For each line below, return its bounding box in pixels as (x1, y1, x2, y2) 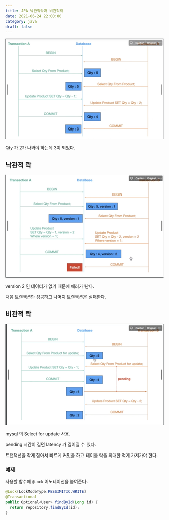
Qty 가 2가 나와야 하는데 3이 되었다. (5, 145, 75, 151)
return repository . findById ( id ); (10, 505, 80, 510)
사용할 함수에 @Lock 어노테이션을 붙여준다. (5, 479, 88, 485)
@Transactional (5, 494, 37, 500)
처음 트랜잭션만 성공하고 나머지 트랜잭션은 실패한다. (5, 294, 106, 300)
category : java (5, 19, 37, 24)
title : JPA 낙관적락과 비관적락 (5, 8, 64, 13)
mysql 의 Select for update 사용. (5, 431, 71, 437)
